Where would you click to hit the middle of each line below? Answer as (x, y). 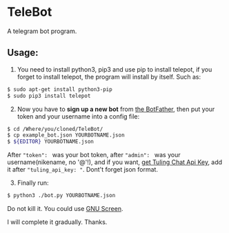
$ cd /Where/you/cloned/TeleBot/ (55, 129)
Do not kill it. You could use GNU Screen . (65, 209)
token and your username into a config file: (78, 116)
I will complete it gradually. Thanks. (57, 222)
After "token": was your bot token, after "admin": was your (94, 155)
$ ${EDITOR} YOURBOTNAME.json (51, 142)
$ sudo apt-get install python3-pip (60, 89)
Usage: (23, 53)
